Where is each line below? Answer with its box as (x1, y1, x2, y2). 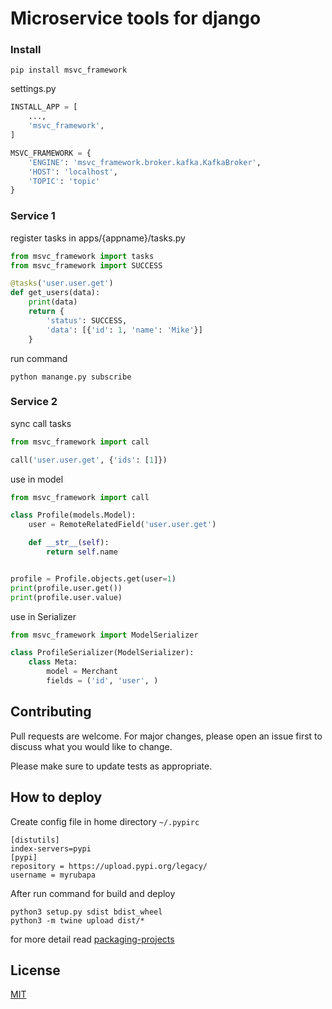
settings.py (10, 83, 57, 95)
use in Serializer (10, 610, 77, 622)
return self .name (46, 547, 118, 557)
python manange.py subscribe (10, 372, 132, 382)
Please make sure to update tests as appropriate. (10, 760, 213, 772)
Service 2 (10, 395, 58, 409)
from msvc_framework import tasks (10, 251, 155, 261)
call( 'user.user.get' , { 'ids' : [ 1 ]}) (10, 455, 168, 465)
